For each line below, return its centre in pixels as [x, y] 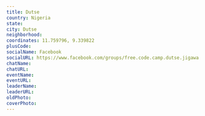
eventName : [20, 75]
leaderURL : [20, 92]
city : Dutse [21, 29]
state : [15, 23]
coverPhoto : [21, 103]
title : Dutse [23, 12]
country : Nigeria [29, 18]
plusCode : [19, 47]
